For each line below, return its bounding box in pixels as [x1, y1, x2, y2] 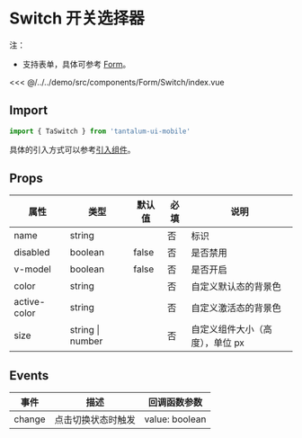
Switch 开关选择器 [9, 8, 146, 29]
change [13, 413, 47, 425]
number [69, 335, 103, 347]
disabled [13, 246, 50, 259]
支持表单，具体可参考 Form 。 [22, 58, 131, 69]
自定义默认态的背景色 [191, 281, 281, 293]
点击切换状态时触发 [54, 414, 137, 426]
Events [9, 368, 49, 383]
